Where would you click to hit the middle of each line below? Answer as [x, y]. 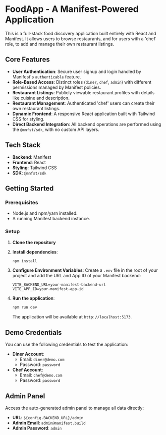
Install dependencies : [35, 252]
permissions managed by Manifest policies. [57, 87]
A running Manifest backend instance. [51, 219]
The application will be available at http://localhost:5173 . [72, 317]
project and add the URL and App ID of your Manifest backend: [77, 276]
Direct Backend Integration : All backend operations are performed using [87, 124]
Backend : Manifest [32, 157]
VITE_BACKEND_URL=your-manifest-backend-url [59, 285]
